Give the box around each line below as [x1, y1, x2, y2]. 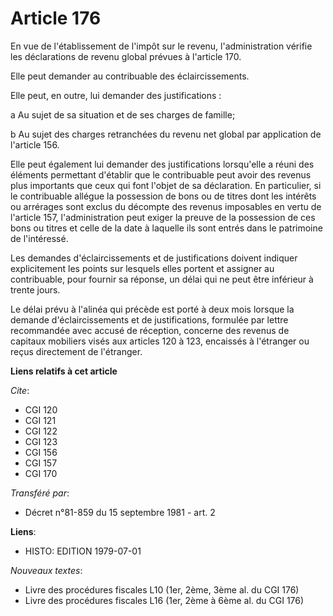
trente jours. [10, 283, 61, 296]
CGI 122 [24, 425, 58, 437]
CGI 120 [24, 403, 58, 416]
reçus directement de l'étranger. [10, 345, 143, 357]
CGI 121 [24, 414, 57, 426]
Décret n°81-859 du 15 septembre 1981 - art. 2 [24, 506, 216, 518]
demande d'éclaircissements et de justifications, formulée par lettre [10, 313, 289, 326]
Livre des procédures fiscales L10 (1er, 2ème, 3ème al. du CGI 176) [24, 583, 300, 596]
